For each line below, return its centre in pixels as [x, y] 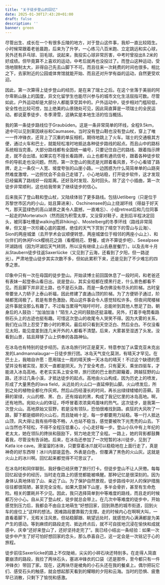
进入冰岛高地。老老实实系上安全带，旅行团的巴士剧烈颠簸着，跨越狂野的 [82, 372]
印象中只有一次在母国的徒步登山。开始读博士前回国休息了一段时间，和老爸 [80, 275]
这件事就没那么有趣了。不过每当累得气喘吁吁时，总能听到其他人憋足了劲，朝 [82, 306]
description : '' [22, 23]
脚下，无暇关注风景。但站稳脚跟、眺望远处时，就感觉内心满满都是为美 [89, 518]
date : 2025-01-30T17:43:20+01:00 [39, 14]
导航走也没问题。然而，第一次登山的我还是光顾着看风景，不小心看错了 [84, 162]
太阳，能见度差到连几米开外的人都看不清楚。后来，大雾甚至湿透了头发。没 [84, 331]
